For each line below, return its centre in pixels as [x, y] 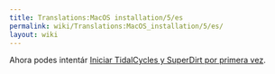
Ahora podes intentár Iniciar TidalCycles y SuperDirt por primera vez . [137, 60]
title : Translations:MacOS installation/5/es [96, 18]
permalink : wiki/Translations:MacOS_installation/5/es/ [116, 26]
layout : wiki [34, 34]
